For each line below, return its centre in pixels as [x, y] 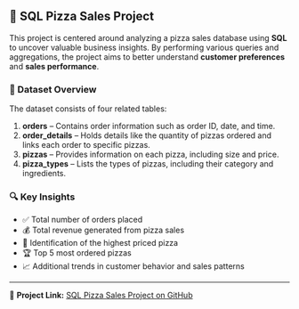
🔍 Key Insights [42, 197]
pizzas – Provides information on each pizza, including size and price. [150, 154]
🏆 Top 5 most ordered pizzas [77, 253]
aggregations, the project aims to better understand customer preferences [147, 57]
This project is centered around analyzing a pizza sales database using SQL [148, 37]
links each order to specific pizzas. [86, 145]
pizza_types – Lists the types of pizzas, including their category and [148, 164]
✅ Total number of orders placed [82, 220]
